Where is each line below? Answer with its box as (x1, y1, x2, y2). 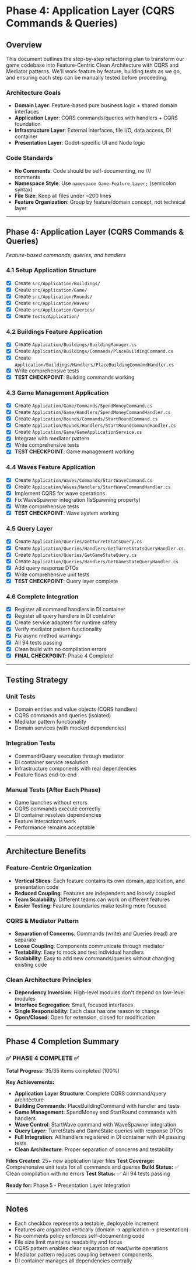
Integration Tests (6, 739, 55, 747)
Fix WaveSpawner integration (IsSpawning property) (14, 496, 141, 503)
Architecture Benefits (6, 846, 86, 856)
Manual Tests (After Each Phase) (6, 786, 101, 794)
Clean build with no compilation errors (14, 645, 107, 652)
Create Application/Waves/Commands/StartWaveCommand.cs (14, 476, 153, 484)
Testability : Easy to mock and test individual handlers (14, 949, 144, 956)
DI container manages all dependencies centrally (14, 1257, 132, 1264)
